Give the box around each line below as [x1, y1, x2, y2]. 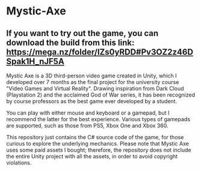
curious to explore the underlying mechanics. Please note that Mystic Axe [6, 140, 190, 147]
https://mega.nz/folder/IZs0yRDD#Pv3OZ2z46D [6, 47, 194, 57]
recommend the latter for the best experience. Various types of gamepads [6, 116, 191, 122]
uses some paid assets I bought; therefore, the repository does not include [6, 146, 191, 154]
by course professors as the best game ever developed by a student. [6, 98, 178, 104]
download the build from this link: [6, 37, 135, 47]
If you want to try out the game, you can [6, 28, 159, 38]
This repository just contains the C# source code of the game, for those [6, 134, 184, 140]
